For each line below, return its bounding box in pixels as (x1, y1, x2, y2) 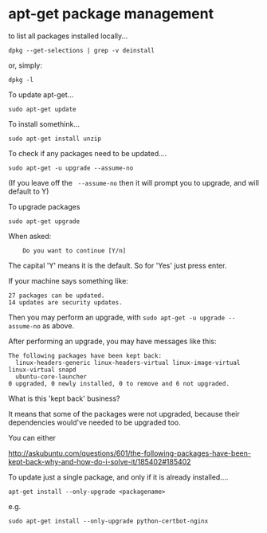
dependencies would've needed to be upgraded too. (8, 417, 181, 427)
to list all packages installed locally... (8, 31, 128, 41)
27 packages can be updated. (8, 292, 105, 300)
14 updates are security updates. (8, 298, 124, 307)
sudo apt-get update (8, 105, 77, 113)
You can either (8, 433, 57, 442)
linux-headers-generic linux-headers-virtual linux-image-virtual (15, 359, 241, 366)
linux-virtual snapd (8, 366, 77, 374)
